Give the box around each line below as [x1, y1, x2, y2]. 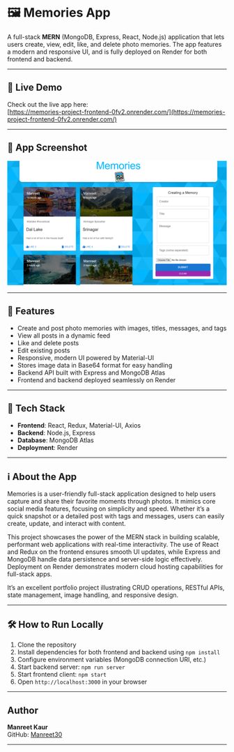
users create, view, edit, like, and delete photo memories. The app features [7, 40, 222, 48]
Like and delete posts [17, 338, 79, 347]
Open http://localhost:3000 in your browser [17, 677, 148, 686]
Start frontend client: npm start [17, 670, 107, 679]
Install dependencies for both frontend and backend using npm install [17, 648, 221, 656]
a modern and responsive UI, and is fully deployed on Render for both [7, 47, 208, 56]
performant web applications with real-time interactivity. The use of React [7, 541, 219, 549]
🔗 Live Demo [7, 82, 63, 93]
